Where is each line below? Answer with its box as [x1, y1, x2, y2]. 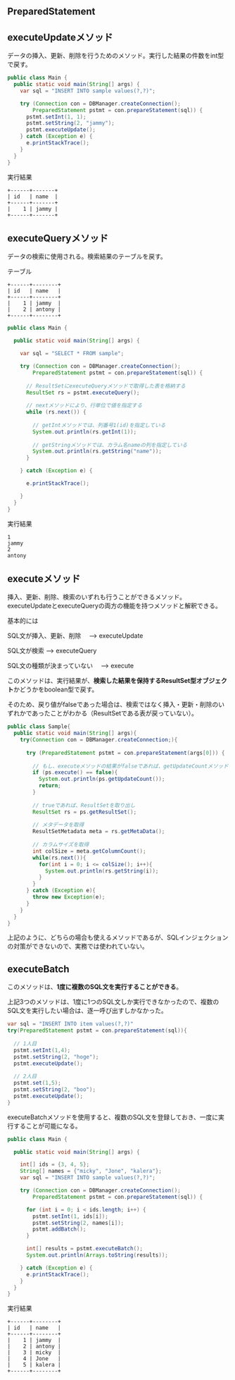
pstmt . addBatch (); [32, 1226, 87, 1233]
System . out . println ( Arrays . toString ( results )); [25, 1252, 169, 1259]
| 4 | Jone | [7, 1355, 61, 1362]
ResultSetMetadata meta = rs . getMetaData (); [32, 828, 165, 835]
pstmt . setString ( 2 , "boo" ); [13, 1086, 96, 1093]
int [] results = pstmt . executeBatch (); [25, 1245, 143, 1252]
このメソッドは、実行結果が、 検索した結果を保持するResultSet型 [7, 677, 197, 685]
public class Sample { [7, 723, 71, 730]
